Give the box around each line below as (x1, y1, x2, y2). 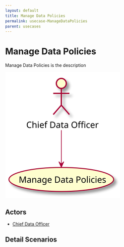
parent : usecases (5, 24, 41, 29)
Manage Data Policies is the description (5, 62, 86, 68)
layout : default (5, 8, 39, 13)
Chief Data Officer (12, 221, 50, 227)
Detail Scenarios (5, 236, 57, 244)
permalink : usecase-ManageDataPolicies (5, 18, 88, 23)
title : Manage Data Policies (5, 13, 65, 18)
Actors (5, 208, 27, 216)
